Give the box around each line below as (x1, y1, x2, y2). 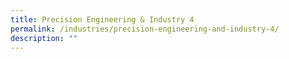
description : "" (10, 33, 78, 43)
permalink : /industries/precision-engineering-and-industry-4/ (10, 24, 280, 34)
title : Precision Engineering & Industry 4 (10, 14, 195, 25)
